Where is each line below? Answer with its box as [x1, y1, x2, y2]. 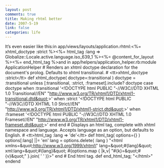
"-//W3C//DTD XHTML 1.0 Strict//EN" [5, 101, 80, 107]
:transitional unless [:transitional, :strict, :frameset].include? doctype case [5, 80, 153, 86]
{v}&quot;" [5, 153, 27, 159]
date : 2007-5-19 [5, 21, 38, 26]
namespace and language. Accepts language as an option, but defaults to [5, 127, 154, 133]
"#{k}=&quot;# [111, 148, 141, 154]
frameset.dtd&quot [5, 122, 43, 128]
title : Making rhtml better [5, 16, 63, 21]
